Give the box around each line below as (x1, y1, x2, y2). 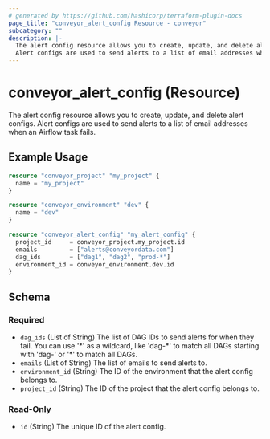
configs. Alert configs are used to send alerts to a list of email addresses (8, 118, 248, 128)
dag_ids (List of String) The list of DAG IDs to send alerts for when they (19, 332, 255, 342)
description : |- (8, 34, 63, 43)
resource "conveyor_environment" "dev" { (8, 201, 149, 209)
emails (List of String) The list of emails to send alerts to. (19, 358, 207, 368)
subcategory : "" (8, 26, 63, 35)
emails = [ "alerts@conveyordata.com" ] (15, 246, 174, 254)
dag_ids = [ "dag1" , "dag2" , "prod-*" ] (15, 253, 171, 261)
